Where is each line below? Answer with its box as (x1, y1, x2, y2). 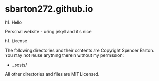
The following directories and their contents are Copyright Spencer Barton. (5, 47, 154, 53)
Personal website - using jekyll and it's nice (5, 28, 92, 34)
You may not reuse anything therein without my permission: (5, 52, 124, 58)
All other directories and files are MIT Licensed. (5, 71, 100, 77)
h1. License (5, 38, 28, 44)
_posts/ (12, 62, 27, 67)
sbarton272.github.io (5, 3, 93, 14)
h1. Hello (5, 19, 22, 25)
